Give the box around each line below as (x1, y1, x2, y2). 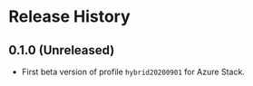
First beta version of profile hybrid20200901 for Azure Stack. (21, 66, 246, 77)
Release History (8, 6, 131, 27)
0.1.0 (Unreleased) (8, 43, 115, 58)
